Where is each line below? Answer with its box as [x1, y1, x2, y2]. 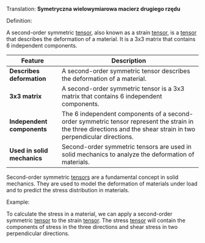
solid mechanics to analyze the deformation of [62, 150, 195, 159]
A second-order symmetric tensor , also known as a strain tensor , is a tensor [6, 29, 197, 36]
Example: [6, 198, 30, 206]
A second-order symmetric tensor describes [62, 67, 190, 75]
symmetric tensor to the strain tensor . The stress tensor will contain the [6, 217, 186, 224]
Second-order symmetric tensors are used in [62, 143, 192, 151]
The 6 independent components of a [62, 110, 167, 118]
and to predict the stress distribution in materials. [6, 187, 130, 193]
